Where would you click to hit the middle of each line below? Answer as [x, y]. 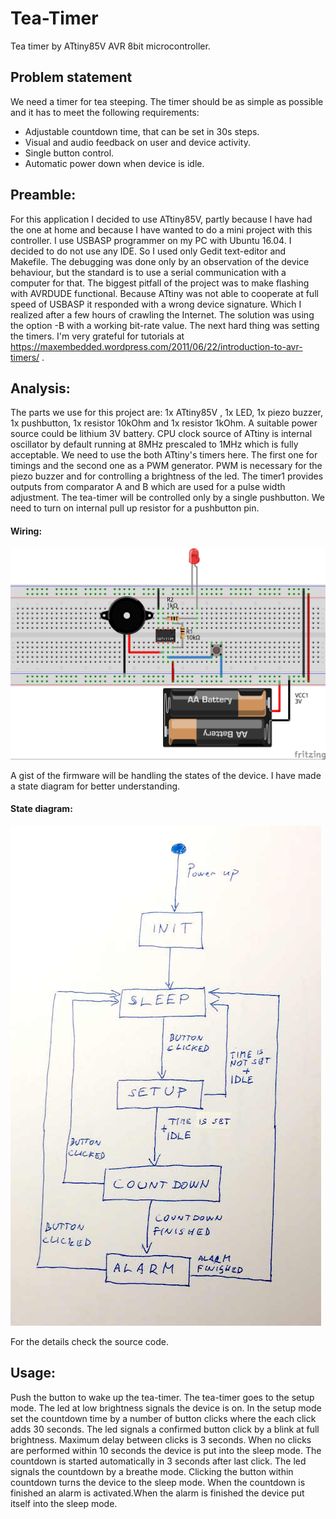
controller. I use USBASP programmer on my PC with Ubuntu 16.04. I [151, 240]
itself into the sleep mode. [64, 1503]
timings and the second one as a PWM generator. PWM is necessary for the [166, 466]
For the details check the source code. [89, 1341]
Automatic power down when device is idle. [114, 163]
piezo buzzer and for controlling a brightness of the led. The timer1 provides [167, 476]
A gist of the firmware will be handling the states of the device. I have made [166, 775]
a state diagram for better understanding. [95, 786]
